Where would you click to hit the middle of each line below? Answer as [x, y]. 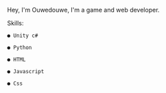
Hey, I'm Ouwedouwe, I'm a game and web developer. [83, 10]
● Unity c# [23, 36]
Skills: [15, 23]
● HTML [16, 59]
